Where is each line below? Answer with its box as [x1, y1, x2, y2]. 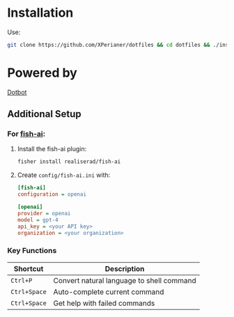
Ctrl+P [10, 277, 33, 284]
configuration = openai [17, 191, 87, 198]
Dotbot [7, 88, 27, 96]
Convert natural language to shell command [53, 275, 196, 285]
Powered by [7, 65, 78, 81]
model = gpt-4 [17, 216, 58, 224]
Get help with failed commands [53, 298, 155, 308]
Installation [7, 5, 74, 21]
